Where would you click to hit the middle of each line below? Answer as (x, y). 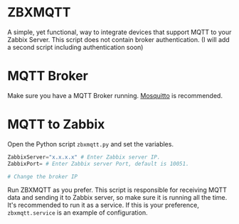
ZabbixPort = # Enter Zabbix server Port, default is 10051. (99, 164)
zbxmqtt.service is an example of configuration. (78, 213)
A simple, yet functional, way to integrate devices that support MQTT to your (119, 32)
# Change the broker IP (43, 176)
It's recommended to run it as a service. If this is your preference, (103, 205)
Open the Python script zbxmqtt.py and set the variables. (91, 144)
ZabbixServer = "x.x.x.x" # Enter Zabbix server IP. (84, 157)
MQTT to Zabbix (56, 124)
